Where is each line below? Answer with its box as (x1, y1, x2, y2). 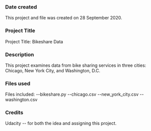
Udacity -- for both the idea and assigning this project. (5, 121, 117, 127)
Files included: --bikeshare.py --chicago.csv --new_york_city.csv (5, 91, 139, 98)
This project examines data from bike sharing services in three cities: (5, 62, 147, 68)
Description (5, 51, 34, 58)
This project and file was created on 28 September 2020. (5, 15, 123, 21)
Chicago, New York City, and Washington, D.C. (5, 67, 101, 73)
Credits (5, 109, 23, 116)
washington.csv (5, 97, 38, 103)
